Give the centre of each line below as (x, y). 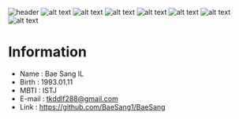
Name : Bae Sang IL (52, 74)
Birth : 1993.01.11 (46, 81)
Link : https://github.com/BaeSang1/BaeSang (92, 106)
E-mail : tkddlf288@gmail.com (69, 99)
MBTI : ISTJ (38, 90)
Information (47, 52)
